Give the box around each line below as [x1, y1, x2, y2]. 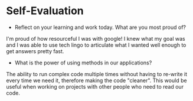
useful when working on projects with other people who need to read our [6, 83, 184, 90]
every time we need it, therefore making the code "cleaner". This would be [6, 77, 187, 84]
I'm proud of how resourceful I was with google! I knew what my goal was [6, 35, 185, 42]
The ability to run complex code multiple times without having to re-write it [6, 70, 188, 77]
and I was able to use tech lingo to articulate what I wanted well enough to [6, 41, 187, 48]
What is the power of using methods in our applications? [14, 59, 152, 66]
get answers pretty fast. [6, 47, 64, 54]
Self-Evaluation [6, 4, 84, 18]
